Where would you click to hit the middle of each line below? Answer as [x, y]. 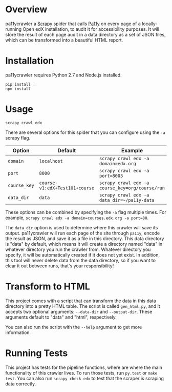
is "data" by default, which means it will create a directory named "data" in [84, 244]
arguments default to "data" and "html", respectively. [61, 317]
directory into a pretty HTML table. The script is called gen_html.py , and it [83, 306]
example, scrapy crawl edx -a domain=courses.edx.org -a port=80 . [77, 218]
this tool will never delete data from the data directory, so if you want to [81, 260]
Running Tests [37, 353]
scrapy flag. [18, 138]
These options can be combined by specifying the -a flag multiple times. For [86, 212]
